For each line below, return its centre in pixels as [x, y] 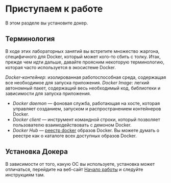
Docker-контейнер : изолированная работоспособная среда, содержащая [86, 77]
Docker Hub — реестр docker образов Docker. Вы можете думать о [86, 130]
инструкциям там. [25, 175]
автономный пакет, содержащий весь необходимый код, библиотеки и [83, 88]
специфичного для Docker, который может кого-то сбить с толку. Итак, [83, 56]
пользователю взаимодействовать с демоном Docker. [72, 125]
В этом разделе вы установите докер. [47, 23]
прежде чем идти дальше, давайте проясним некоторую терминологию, [85, 62]
